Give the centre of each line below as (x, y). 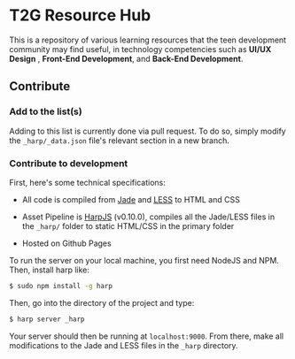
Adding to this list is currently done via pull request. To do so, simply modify (147, 131)
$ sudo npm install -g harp (61, 286)
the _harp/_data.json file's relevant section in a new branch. (120, 140)
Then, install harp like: (50, 270)
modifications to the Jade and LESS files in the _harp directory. (124, 345)
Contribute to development (69, 163)
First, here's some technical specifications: (87, 182)
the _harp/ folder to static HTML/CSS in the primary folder (128, 225)
